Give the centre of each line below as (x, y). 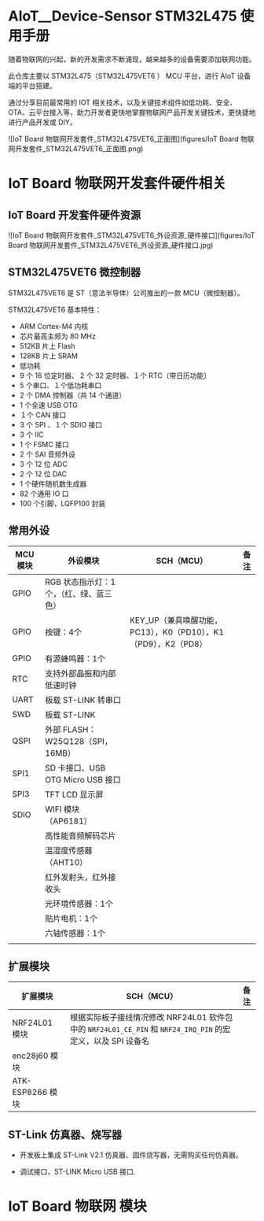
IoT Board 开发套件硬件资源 (75, 215)
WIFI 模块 (62, 809)
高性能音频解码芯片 (81, 835)
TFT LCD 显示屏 (74, 794)
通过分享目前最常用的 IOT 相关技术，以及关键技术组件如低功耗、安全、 (123, 102)
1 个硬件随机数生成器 (53, 483)
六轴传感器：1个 (75, 933)
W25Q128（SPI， (79, 741)
